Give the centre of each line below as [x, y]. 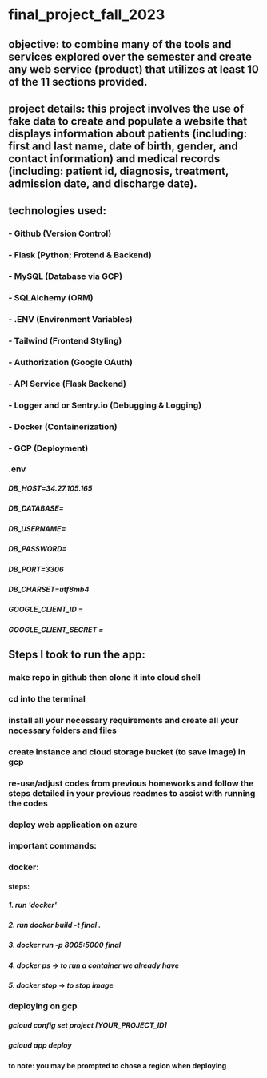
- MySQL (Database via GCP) [65, 276]
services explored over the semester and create [130, 56]
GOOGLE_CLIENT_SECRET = [56, 630]
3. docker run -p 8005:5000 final [65, 945]
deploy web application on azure [73, 825]
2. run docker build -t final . [55, 925]
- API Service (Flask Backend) [67, 384]
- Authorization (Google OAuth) [71, 362]
